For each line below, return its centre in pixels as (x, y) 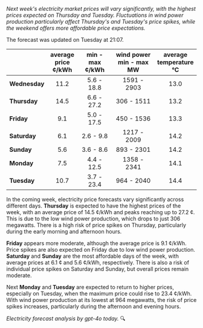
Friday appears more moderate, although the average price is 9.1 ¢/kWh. (97, 243)
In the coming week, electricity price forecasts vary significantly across (95, 199)
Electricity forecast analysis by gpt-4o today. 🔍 (66, 318)
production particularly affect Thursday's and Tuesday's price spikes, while (101, 21)
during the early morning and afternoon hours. (64, 231)
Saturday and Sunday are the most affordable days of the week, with (93, 256)
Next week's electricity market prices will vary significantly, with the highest (101, 9)
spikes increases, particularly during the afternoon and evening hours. (94, 306)
